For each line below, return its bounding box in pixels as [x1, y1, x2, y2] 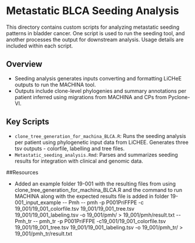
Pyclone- [168, 93, 190, 100]
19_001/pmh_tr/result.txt [14, 230, 72, 237]
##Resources [6, 168, 39, 176]
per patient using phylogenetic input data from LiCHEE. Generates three [14, 139, 189, 146]
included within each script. [6, 42, 73, 49]
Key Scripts [6, 117, 49, 127]
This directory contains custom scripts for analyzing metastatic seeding [6, 23, 180, 31]
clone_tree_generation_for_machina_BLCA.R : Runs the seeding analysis [14, 132, 186, 139]
